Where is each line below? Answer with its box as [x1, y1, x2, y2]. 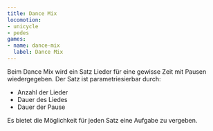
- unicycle [7, 23, 39, 30]
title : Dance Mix [7, 10, 57, 17]
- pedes [7, 29, 30, 37]
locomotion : [7, 17, 41, 23]
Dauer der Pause [17, 103, 66, 111]
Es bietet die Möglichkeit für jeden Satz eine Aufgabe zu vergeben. [7, 116, 198, 124]
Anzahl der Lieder [17, 88, 68, 97]
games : [7, 36, 26, 43]
